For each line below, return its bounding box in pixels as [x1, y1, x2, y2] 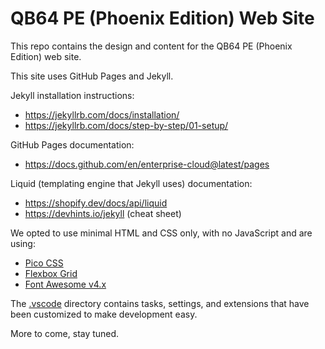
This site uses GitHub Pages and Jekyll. [10, 70, 174, 82]
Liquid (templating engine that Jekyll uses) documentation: [10, 177, 253, 189]
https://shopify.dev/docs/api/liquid [24, 197, 168, 209]
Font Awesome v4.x [24, 278, 107, 290]
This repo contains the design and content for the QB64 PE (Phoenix [10, 40, 293, 52]
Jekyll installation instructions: [10, 89, 135, 101]
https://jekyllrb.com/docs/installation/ [24, 108, 180, 121]
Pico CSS [24, 257, 64, 269]
